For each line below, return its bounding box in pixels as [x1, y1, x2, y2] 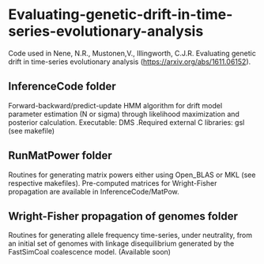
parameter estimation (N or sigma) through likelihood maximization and [8, 109, 239, 119]
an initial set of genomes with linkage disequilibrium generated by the [8, 239, 235, 248]
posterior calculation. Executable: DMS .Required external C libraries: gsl [8, 117, 245, 127]
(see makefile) [8, 126, 55, 135]
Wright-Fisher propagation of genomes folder [8, 209, 239, 223]
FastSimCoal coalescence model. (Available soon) [8, 247, 172, 257]
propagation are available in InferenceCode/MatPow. [8, 187, 179, 196]
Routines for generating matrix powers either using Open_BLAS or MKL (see [8, 170, 256, 179]
